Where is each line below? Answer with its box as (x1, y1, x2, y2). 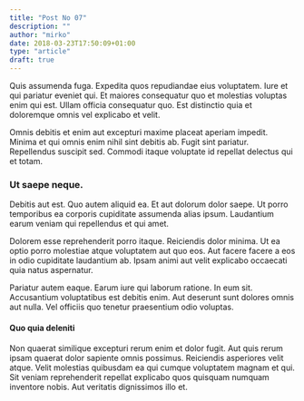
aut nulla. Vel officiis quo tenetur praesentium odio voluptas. (9, 301, 234, 313)
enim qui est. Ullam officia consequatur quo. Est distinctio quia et (9, 100, 252, 110)
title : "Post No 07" (9, 13, 88, 23)
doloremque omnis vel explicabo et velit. (9, 110, 161, 120)
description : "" (9, 22, 71, 31)
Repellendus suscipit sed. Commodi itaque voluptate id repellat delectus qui (9, 146, 293, 157)
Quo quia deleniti (9, 322, 75, 333)
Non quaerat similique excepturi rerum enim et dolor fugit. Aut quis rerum (9, 342, 283, 354)
